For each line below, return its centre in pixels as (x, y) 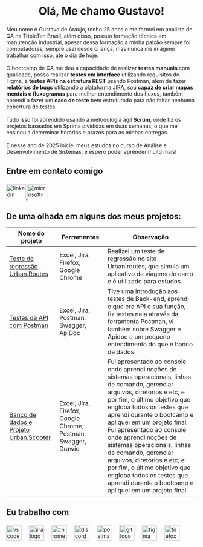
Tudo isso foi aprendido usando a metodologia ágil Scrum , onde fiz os (94, 120)
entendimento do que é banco (150, 345)
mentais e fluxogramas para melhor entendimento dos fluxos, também (95, 94)
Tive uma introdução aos (143, 291)
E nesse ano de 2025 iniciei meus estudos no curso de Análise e (87, 145)
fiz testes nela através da (143, 314)
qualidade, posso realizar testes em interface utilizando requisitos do (93, 75)
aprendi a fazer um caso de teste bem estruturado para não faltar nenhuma (101, 101)
